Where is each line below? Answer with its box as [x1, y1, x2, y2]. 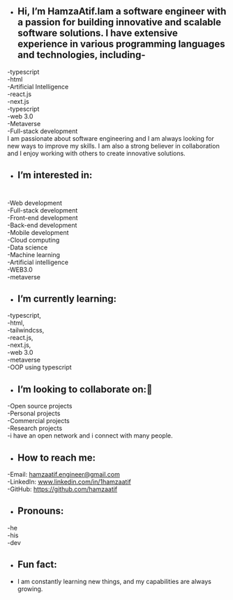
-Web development [7, 199, 63, 207]
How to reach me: [17, 452, 96, 463]
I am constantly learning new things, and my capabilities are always [17, 577, 211, 585]
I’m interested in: [17, 169, 93, 181]
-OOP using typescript [7, 363, 72, 371]
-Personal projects [7, 409, 61, 417]
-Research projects [7, 424, 63, 433]
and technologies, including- [17, 49, 146, 61]
